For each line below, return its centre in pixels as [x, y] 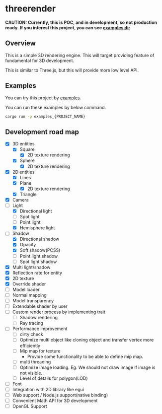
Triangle [28, 194]
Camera [20, 200]
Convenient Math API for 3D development [55, 401]
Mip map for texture [40, 351]
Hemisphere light [37, 228]
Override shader [29, 284]
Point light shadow [39, 256]
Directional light [36, 211]
